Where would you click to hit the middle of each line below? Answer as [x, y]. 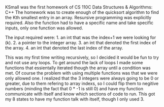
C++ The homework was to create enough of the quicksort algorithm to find [82, 12]
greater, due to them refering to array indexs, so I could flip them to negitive [82, 83]
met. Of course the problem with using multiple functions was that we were [81, 73]
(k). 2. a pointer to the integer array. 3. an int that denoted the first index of [81, 43]
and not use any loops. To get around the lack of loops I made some [74, 63]
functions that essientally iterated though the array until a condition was [78, 68]
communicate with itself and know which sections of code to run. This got [80, 94]
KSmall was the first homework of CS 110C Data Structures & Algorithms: [79, 7]
